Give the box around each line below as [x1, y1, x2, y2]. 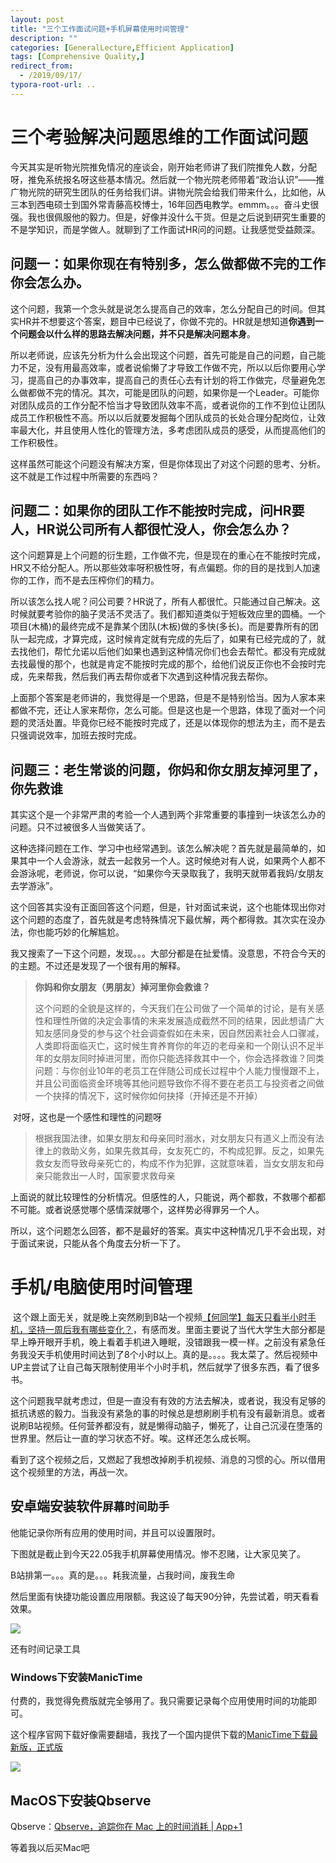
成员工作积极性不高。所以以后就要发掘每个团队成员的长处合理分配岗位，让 [10, 411, 317, 423]
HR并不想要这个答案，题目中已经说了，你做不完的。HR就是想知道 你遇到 [18, 315, 315, 327]
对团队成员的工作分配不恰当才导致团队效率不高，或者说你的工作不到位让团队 [10, 399, 326, 411]
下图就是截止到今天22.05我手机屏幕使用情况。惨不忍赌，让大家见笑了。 [10, 1547, 306, 1560]
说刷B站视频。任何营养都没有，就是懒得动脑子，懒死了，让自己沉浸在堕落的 [10, 1420, 323, 1432]
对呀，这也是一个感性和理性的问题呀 [12, 1111, 162, 1123]
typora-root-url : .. [10, 80, 97, 90]
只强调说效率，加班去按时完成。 [10, 729, 142, 741]
